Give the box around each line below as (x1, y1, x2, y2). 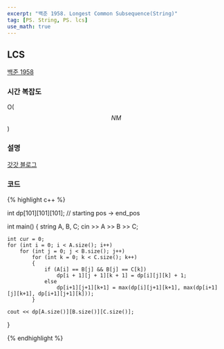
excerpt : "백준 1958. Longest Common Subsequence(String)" (7, 10, 178, 17)
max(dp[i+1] (183, 285, 218, 292)
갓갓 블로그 (7, 160, 37, 168)
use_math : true (7, 23, 51, 30)
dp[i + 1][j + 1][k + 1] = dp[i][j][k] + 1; (56, 272, 187, 279)
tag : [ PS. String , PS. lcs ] (7, 17, 88, 24)
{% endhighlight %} (7, 334, 64, 343)
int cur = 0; (7, 236, 45, 243)
